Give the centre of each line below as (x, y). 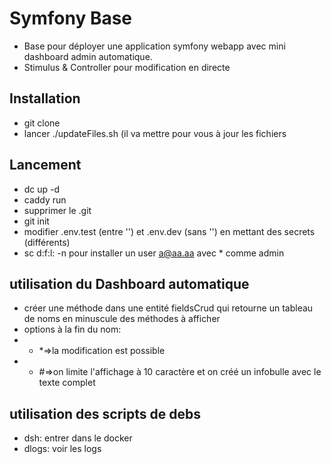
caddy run (45, 199)
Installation (45, 98)
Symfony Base (71, 18)
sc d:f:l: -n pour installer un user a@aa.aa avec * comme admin (154, 253)
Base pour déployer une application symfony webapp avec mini (154, 46)
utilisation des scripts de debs (105, 413)
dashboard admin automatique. (88, 56)
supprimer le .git (57, 210)
